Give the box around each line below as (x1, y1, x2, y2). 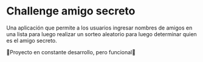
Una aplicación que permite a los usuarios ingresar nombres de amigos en (6, 24, 193, 31)
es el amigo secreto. (6, 37, 58, 44)
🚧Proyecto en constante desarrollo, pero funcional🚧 (6, 48, 136, 55)
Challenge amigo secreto (6, 4, 136, 18)
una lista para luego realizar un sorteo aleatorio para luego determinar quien (6, 30, 198, 37)
